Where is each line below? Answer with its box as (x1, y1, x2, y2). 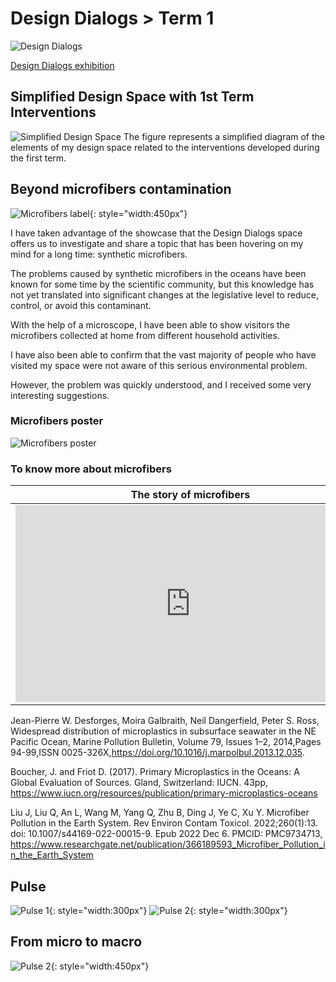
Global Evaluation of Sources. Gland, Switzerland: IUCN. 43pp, (10, 777, 268, 789)
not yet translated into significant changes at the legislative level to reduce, (10, 288, 320, 301)
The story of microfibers (130, 488, 251, 502)
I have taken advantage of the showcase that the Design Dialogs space (10, 227, 303, 239)
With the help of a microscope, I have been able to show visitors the (10, 318, 290, 331)
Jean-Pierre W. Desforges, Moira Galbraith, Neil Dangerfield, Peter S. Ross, (10, 715, 320, 727)
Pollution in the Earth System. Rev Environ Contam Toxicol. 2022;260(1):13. (10, 817, 319, 829)
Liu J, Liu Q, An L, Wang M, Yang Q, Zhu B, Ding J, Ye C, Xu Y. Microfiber (10, 807, 310, 819)
